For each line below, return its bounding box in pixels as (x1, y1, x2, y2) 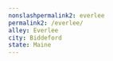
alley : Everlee (8, 26, 59, 34)
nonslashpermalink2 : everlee (8, 11, 105, 20)
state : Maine (8, 41, 52, 49)
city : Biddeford (8, 33, 62, 42)
